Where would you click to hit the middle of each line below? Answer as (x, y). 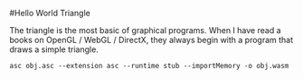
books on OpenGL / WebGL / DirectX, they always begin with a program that (151, 40)
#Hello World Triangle (50, 13)
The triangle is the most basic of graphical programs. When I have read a (146, 30)
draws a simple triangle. (54, 49)
